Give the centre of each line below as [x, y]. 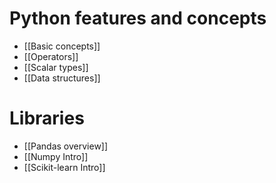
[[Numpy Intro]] [56, 156]
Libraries [47, 118]
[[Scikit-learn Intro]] [64, 167]
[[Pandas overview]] [66, 146]
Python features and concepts [138, 18]
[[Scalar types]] [56, 67]
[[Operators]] [51, 56]
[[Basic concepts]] [62, 46]
